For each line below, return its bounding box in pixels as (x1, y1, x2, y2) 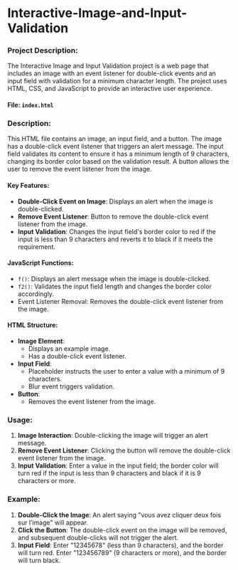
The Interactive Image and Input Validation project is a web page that (7, 62, 210, 70)
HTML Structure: (7, 321, 58, 329)
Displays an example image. (28, 344, 111, 353)
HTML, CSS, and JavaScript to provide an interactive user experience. (7, 84, 213, 93)
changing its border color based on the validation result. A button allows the (7, 157, 229, 166)
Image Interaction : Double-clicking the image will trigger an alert (17, 431, 208, 440)
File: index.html (7, 101, 54, 110)
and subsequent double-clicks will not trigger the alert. (17, 533, 179, 542)
